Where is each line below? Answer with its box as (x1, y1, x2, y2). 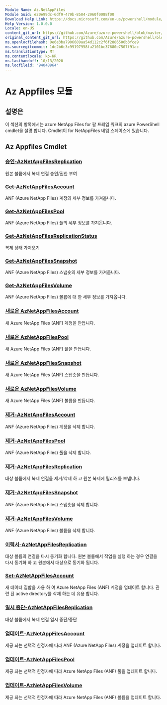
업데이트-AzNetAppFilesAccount (5, 630, 85, 637)
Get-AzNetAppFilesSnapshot (5, 257, 77, 264)
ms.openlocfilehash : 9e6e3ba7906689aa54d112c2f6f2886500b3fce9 (5, 40, 139, 45)
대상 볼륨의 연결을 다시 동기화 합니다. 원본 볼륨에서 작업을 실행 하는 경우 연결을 (5, 554, 158, 560)
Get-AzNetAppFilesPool (5, 208, 65, 215)
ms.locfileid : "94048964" (5, 63, 59, 68)
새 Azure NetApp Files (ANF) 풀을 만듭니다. (5, 346, 91, 352)
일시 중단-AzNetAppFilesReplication (5, 604, 93, 611)
